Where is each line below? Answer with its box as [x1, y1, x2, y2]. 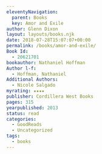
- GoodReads [12, 122, 42, 128]
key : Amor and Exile [12, 20, 64, 26]
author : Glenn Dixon [6, 25, 59, 32]
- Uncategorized [12, 127, 53, 133]
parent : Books [12, 15, 47, 21]
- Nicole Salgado [12, 82, 56, 89]
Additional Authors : [6, 76, 59, 82]
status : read [6, 110, 39, 116]
